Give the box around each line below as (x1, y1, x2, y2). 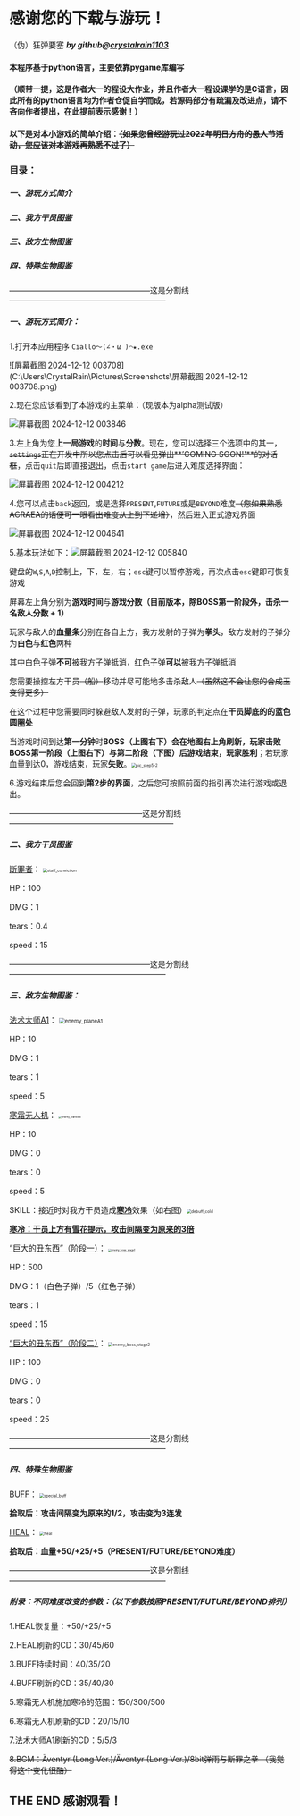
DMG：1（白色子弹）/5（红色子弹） (9, 1280, 141, 1291)
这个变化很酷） (16, 1764, 72, 1776)
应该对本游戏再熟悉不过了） (32, 140, 135, 150)
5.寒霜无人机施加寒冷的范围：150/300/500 (9, 1696, 166, 1707)
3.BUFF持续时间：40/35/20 (9, 1659, 111, 1669)
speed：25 (9, 1413, 50, 1424)
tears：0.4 (9, 921, 48, 931)
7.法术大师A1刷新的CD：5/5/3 (9, 1735, 118, 1745)
